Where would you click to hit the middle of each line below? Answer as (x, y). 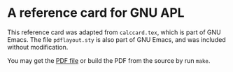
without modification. (38, 47)
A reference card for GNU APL (96, 13)
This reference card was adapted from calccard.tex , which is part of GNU (114, 32)
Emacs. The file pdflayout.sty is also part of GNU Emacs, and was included (116, 39)
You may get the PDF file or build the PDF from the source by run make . (109, 60)
